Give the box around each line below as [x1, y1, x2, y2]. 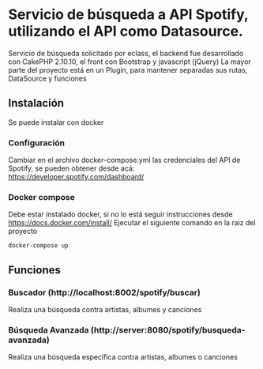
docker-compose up [8, 242, 69, 250]
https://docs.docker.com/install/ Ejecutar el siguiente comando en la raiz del [8, 218, 256, 228]
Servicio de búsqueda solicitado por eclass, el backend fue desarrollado [8, 48, 244, 58]
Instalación [8, 96, 65, 110]
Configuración [8, 137, 66, 148]
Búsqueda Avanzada [8, 324, 89, 335]
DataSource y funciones [8, 73, 87, 83]
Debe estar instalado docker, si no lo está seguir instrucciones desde [8, 209, 233, 219]
